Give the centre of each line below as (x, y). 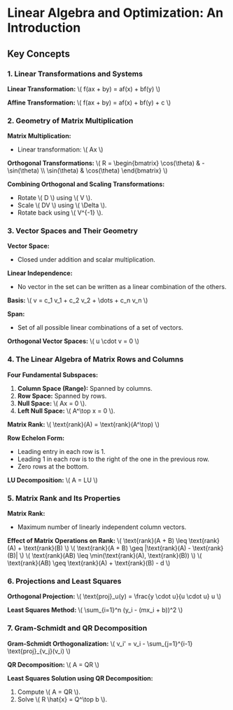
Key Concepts (38, 54)
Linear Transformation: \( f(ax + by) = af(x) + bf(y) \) (84, 88)
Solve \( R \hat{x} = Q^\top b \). (62, 699)
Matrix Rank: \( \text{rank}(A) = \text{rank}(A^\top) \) (83, 424)
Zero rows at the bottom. (53, 466)
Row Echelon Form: (36, 438)
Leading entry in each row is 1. (61, 451)
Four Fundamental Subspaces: (53, 375)
